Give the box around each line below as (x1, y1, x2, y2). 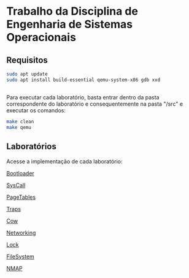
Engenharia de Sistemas (6, 17, 133, 31)
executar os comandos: (6, 107, 66, 114)
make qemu (6, 125, 32, 131)
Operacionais (6, 31, 77, 44)
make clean (6, 118, 34, 125)
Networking (6, 229, 36, 236)
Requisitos (6, 55, 48, 65)
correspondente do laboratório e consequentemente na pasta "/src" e (6, 100, 183, 108)
